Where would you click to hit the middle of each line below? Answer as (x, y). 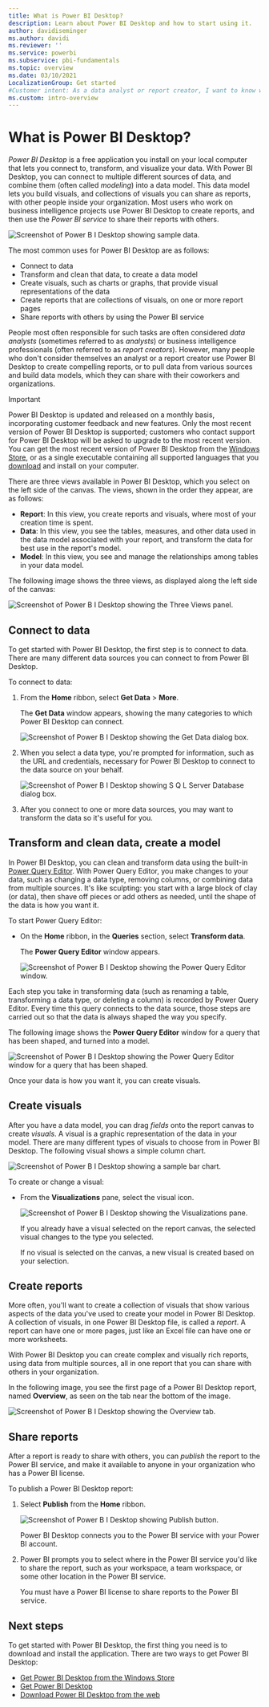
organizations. (32, 384)
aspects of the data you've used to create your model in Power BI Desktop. (132, 1314)
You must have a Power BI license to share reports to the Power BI (129, 1592)
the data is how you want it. (54, 905)
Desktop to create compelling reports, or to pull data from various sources (130, 367)
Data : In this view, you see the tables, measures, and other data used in (138, 531)
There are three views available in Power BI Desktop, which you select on (129, 481)
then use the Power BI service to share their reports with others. (114, 219)
